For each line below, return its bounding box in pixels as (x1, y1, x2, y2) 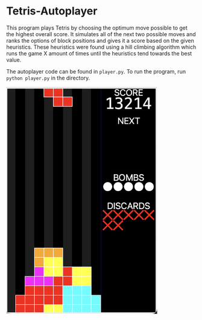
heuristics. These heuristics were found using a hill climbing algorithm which (6, 43, 197, 51)
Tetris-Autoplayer (6, 4, 98, 18)
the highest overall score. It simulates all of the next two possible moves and (6, 30, 196, 37)
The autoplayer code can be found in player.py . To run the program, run (6, 67, 186, 75)
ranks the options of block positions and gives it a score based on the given (6, 37, 195, 44)
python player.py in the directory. (6, 74, 90, 81)
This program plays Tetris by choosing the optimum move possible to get (6, 24, 188, 31)
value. (6, 56, 22, 63)
